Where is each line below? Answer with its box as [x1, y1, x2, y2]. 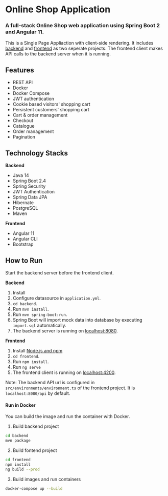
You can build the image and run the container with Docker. [5, 413, 130, 420]
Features [5, 66, 34, 74]
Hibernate [12, 200, 34, 206]
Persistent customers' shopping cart [12, 107, 89, 113]
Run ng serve [12, 364, 41, 370]
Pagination [12, 134, 36, 140]
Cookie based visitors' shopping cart [12, 101, 90, 107]
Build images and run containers [12, 476, 81, 482]
